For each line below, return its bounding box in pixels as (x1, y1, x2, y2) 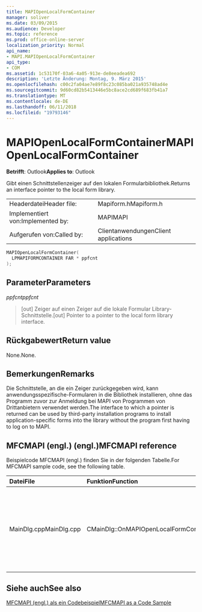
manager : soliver (6, 14, 50, 20)
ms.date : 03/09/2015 (6, 20, 58, 26)
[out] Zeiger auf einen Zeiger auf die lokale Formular (20, 305, 151, 312)
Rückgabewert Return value (6, 335, 111, 346)
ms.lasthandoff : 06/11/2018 (6, 104, 77, 110)
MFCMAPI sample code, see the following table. (6, 463, 125, 470)
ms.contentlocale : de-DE (6, 98, 69, 104)
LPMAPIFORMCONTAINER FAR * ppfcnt (11, 255, 98, 262)
